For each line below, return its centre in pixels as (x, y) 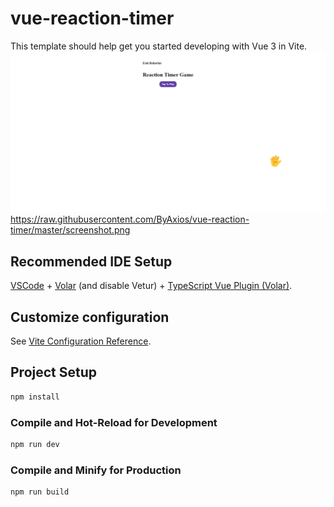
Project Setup (54, 372)
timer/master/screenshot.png (70, 230)
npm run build (40, 492)
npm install (35, 397)
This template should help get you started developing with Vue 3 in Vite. (159, 46)
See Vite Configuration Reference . (81, 341)
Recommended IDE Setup (91, 261)
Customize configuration (90, 317)
